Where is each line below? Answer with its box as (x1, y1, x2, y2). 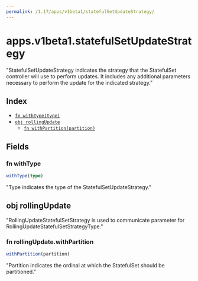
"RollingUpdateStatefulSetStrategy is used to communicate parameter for (6, 216, 185, 223)
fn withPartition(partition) (23, 126, 96, 132)
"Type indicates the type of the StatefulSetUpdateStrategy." (6, 183, 152, 190)
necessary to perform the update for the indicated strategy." (6, 79, 153, 86)
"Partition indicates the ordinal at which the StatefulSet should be (6, 261, 165, 269)
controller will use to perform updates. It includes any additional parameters (6, 72, 191, 80)
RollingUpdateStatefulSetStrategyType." (6, 223, 103, 230)
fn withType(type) (14, 113, 60, 119)
